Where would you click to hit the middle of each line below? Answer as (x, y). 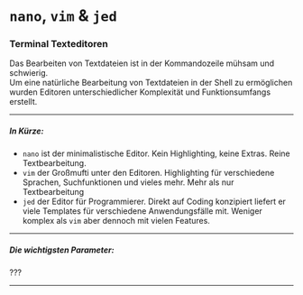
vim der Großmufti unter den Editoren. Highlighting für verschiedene (148, 173)
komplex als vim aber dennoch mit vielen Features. (116, 221)
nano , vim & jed (63, 16)
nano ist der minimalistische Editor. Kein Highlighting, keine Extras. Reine (156, 153)
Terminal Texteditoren (59, 44)
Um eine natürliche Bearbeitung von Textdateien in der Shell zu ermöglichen (151, 83)
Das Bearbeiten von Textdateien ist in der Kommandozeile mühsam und (142, 63)
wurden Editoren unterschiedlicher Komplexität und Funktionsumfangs (140, 92)
